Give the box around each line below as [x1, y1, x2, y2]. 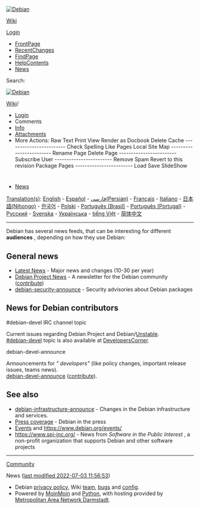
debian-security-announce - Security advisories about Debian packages [14, 286, 193, 293]
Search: [6, 77, 26, 84]
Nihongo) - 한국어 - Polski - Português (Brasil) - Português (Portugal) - [13, 203, 186, 210]
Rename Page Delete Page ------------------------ [52, 149, 177, 156]
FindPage [14, 53, 39, 59]
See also [6, 389, 39, 400]
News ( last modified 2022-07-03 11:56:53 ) [6, 472, 111, 479]
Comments [14, 118, 42, 125]
